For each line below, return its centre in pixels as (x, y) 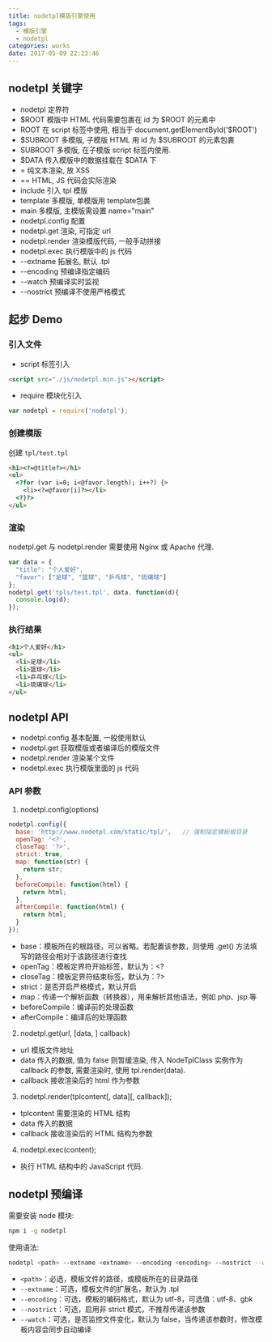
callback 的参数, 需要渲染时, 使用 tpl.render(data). (103, 1070)
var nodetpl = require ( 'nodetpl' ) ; (68, 411)
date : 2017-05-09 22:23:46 (54, 53)
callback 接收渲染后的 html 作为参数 (80, 1080)
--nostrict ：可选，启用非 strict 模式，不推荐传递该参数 (113, 1310)
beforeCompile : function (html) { (72, 884)
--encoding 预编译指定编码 (65, 271)
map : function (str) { (52, 862)
